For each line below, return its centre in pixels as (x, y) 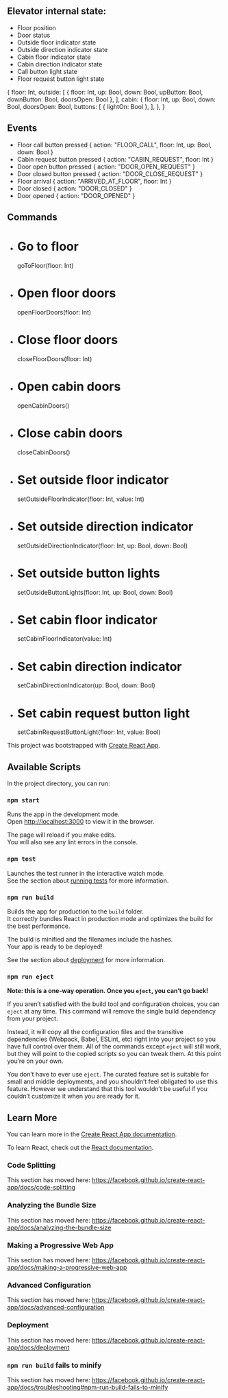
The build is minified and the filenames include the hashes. (90, 940)
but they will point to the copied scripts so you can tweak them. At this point (114, 1054)
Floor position (36, 27)
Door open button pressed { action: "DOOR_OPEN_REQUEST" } (106, 167)
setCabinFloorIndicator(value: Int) (64, 639)
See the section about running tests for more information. (88, 881)
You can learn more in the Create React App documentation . (92, 1134)
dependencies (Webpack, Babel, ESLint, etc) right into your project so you (112, 1039)
